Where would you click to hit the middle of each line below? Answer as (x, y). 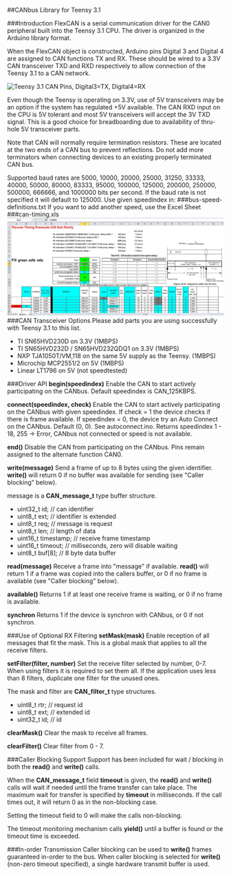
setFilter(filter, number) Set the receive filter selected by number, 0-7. (107, 664)
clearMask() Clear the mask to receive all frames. (78, 733)
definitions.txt (27, 207)
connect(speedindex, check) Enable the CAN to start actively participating (114, 405)
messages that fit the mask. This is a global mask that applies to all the (107, 643)
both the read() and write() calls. (54, 767)
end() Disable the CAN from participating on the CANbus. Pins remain (106, 447)
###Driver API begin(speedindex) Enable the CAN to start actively (101, 384)
